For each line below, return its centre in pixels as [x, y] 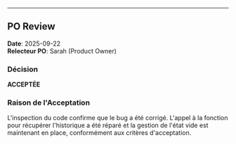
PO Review [31, 26]
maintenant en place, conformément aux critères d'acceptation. [99, 133]
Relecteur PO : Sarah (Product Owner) [62, 51]
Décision [23, 69]
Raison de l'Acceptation [48, 103]
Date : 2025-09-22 [34, 44]
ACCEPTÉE [24, 84]
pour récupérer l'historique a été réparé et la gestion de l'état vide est [108, 125]
